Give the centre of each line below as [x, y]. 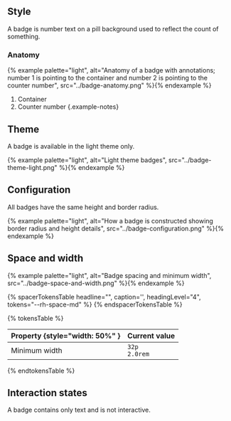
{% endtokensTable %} [41, 371]
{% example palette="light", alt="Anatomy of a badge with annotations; [111, 70]
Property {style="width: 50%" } [66, 336]
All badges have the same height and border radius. [83, 207]
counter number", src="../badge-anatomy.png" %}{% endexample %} [109, 85]
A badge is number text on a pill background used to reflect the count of [113, 28]
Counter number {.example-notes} [68, 107]
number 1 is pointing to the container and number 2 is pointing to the [108, 78]
